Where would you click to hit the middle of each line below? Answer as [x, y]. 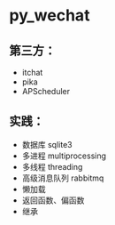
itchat [32, 72]
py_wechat [50, 16]
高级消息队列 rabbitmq [63, 178]
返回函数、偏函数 [53, 200]
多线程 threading [52, 166]
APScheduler [46, 91]
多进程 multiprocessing [64, 156]
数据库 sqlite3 [47, 144]
